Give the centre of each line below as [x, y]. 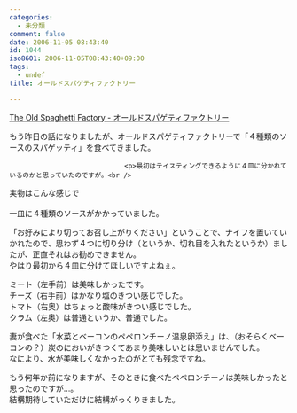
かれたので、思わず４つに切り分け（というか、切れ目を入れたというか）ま [145, 243]
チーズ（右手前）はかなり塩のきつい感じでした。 [98, 295]
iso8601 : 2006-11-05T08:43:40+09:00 [77, 58]
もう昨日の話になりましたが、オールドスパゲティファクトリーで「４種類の [145, 136]
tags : [19, 67]
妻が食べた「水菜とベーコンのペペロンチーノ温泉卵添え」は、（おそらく [139, 336]
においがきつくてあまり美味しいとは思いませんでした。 [164, 347]
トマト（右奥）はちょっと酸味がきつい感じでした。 [102, 306]
